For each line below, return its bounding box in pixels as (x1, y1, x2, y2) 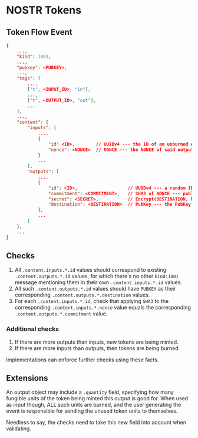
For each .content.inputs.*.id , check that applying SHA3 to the (14, 298, 169, 305)
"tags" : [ (16, 75, 41, 81)
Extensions (6, 373, 48, 383)
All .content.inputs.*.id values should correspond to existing (14, 266, 167, 274)
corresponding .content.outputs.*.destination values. (14, 291, 150, 298)
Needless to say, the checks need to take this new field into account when (6, 419, 187, 426)
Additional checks (6, 325, 60, 333)
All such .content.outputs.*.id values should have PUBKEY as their (14, 285, 176, 292)
